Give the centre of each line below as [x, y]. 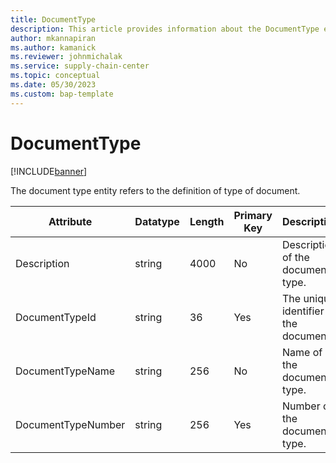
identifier [303, 311]
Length [207, 221]
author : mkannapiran [53, 38]
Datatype [157, 221]
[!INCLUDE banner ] [49, 171]
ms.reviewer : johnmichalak [66, 57]
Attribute [70, 221]
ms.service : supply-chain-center [80, 66]
